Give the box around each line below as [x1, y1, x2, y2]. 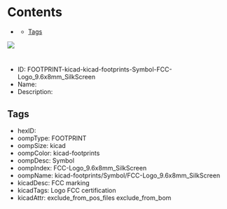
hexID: [17, 126, 36, 135]
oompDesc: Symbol [17, 156, 75, 165]
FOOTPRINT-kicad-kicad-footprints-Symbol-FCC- [27, 65, 172, 74]
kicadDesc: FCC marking [17, 178, 90, 187]
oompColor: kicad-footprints [17, 149, 100, 157]
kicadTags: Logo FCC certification [17, 186, 116, 194]
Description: [17, 88, 53, 96]
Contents [7, 4, 63, 20]
